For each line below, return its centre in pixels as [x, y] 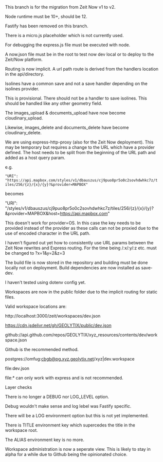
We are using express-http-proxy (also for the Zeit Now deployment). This [79, 142]
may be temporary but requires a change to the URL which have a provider [80, 147]
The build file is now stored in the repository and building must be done [77, 262]
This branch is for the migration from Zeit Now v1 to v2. [60, 7]
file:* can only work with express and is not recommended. [64, 378]
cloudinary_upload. [24, 118]
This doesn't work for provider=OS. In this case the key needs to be [73, 223]
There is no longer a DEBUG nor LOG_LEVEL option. [57, 397]
